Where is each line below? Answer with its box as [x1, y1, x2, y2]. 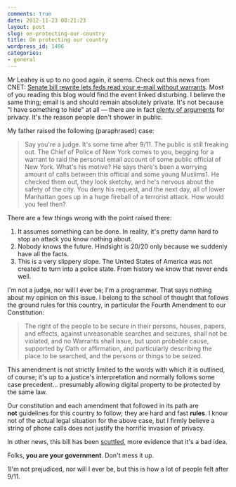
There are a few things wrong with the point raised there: [7, 213, 172, 222]
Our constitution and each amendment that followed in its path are [7, 401, 199, 410]
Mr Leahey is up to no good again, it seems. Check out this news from [7, 75, 210, 84]
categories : [7, 50, 42, 57]
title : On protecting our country [7, 37, 109, 44]
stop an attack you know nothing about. [17, 234, 133, 243]
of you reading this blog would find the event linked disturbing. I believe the [7, 90, 226, 99]
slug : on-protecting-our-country [7, 30, 105, 37]
